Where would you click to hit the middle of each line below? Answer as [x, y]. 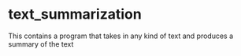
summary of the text [41, 44]
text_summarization [75, 14]
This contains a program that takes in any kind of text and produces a [121, 36]
